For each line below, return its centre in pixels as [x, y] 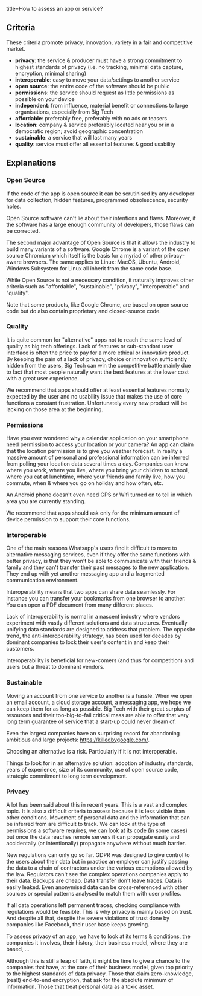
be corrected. [23, 231]
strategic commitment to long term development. [67, 776]
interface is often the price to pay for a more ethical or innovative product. [98, 353]
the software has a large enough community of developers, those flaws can [100, 224]
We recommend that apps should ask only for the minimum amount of [93, 513]
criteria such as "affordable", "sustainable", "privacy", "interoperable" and [98, 286]
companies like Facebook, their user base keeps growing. [78, 924]
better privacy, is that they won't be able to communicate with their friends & [101, 561]
